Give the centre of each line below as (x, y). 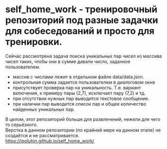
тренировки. (34, 42)
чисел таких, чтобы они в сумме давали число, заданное (68, 61)
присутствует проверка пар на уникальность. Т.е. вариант (77, 87)
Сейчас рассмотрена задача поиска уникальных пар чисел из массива (83, 56)
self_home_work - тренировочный (81, 9)
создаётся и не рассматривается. (42, 135)
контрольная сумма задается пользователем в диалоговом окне (84, 82)
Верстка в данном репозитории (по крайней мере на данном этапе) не (83, 130)
